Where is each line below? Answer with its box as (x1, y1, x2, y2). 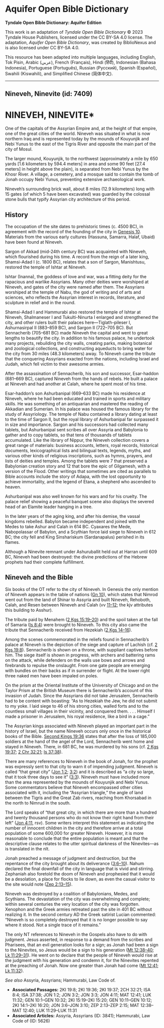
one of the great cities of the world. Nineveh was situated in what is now (5, 131, 150, 136)
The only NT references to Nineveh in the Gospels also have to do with (5, 931, 147, 937)
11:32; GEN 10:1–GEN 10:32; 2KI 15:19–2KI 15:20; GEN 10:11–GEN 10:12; (12, 997, 152, 1003)
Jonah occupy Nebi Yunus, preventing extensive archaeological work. (5, 177, 146, 182)
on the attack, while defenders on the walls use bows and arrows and (5, 657, 145, 663)
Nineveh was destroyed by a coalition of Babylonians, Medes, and (5, 891, 138, 896)
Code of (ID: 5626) (12, 1018, 50, 1024)
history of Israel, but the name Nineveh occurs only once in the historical (5, 728, 151, 734)
